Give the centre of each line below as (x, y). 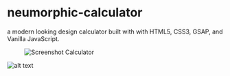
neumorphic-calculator (75, 13)
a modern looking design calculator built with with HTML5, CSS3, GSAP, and (115, 31)
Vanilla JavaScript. (33, 38)
